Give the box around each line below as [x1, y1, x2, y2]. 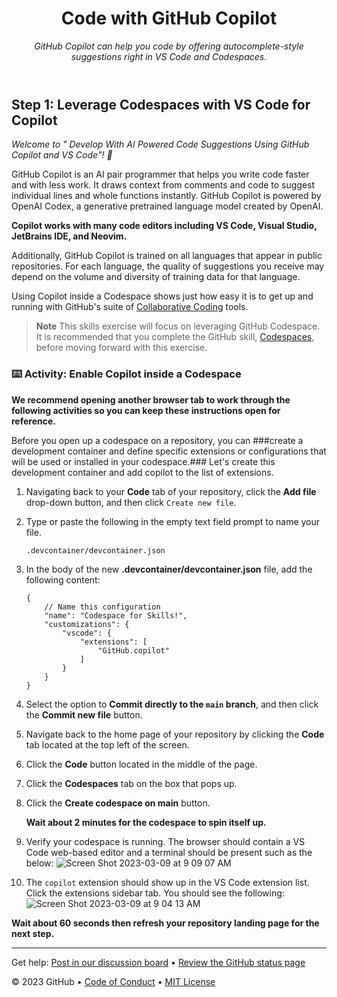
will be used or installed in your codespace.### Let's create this [11, 455, 276, 467]
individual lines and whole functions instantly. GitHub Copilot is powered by [11, 190, 322, 202]
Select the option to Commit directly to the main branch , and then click [25, 698, 319, 710]
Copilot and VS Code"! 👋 [11, 149, 113, 161]
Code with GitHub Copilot [60, 7, 278, 30]
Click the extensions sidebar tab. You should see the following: [25, 887, 285, 899]
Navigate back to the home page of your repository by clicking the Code [25, 728, 325, 740]
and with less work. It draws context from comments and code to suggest [11, 179, 316, 191]
